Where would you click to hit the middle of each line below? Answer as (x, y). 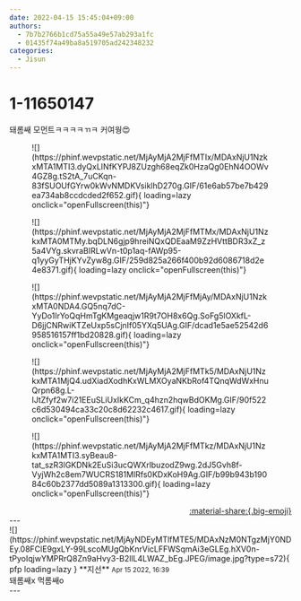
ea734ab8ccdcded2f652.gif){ (87, 195)
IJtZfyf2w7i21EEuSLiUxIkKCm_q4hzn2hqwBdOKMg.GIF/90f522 (149, 399)
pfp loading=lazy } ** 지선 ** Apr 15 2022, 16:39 (90, 569)
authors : (26, 26)
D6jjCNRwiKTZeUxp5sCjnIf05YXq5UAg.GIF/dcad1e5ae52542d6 (150, 325)
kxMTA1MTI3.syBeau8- (75, 455)
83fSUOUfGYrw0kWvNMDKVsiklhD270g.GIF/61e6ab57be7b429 (150, 186)
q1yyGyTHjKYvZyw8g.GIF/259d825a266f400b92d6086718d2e (148, 260)
